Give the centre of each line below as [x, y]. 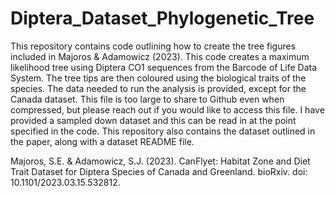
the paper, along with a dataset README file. [102, 141]
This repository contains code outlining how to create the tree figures [153, 46]
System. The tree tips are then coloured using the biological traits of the [158, 78]
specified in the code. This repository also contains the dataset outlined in [163, 131]
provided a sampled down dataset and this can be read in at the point [153, 120]
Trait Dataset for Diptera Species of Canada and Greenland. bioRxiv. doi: [159, 171]
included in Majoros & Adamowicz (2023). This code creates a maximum [160, 56]
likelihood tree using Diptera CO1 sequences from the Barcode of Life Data [164, 67]
